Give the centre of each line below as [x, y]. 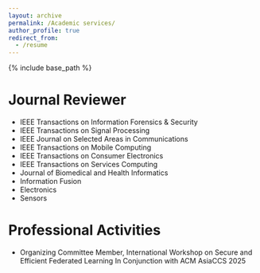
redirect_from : [33, 38]
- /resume [31, 45]
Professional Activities [85, 230]
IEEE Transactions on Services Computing [89, 165]
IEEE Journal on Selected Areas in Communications [104, 139]
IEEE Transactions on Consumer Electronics [91, 156]
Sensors [33, 198]
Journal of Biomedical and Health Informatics [94, 173]
